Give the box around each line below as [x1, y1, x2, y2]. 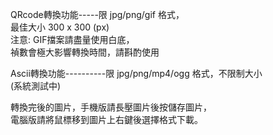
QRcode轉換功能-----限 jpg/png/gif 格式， [10, 9, 185, 20]
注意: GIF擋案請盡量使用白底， [10, 34, 135, 45]
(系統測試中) [10, 80, 62, 92]
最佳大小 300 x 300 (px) [10, 21, 110, 33]
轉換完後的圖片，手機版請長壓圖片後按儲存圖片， [10, 101, 212, 113]
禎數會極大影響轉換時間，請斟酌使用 [10, 46, 160, 58]
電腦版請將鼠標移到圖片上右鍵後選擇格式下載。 [10, 114, 203, 125]
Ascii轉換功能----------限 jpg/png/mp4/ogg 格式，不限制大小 [10, 68, 263, 79]
